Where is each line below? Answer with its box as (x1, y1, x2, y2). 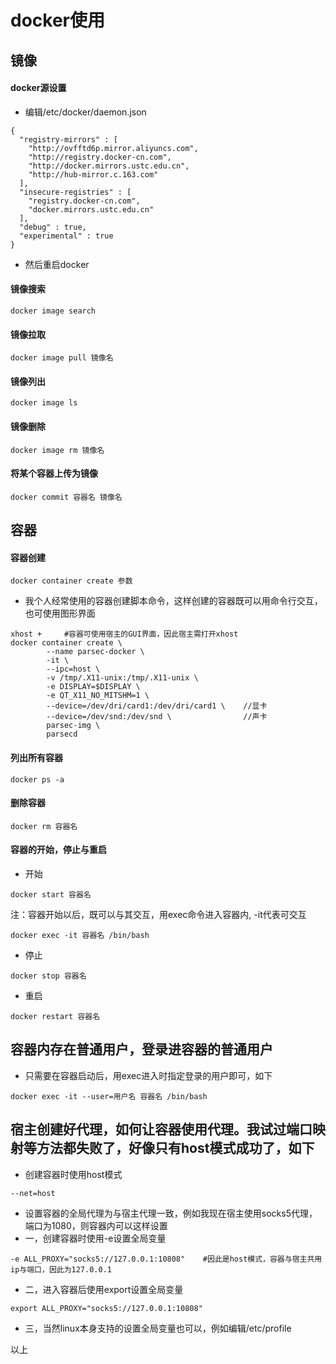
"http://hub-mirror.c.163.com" (28, 169, 159, 180)
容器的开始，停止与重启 (10, 844, 107, 856)
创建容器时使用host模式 (24, 1168, 123, 1180)
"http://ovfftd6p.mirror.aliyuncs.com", (28, 143, 199, 153)
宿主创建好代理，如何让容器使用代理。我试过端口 (10, 1121, 313, 1138)
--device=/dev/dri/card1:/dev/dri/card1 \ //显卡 (46, 701, 268, 711)
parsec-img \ (46, 721, 101, 731)
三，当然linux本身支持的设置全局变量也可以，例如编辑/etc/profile (24, 1322, 292, 1334)
